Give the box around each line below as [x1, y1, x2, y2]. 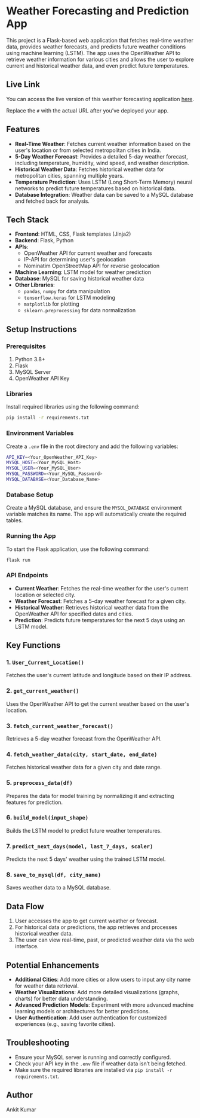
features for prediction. [6, 799, 63, 806]
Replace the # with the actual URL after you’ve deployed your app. [6, 106, 169, 114]
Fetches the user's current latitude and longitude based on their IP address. [6, 672, 192, 679]
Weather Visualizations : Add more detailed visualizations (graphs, [14, 989, 180, 996]
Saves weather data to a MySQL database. [6, 884, 111, 891]
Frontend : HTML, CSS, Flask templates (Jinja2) [14, 230, 131, 237]
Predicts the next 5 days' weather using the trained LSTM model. [6, 855, 166, 863]
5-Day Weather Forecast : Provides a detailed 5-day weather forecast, [14, 153, 188, 160]
